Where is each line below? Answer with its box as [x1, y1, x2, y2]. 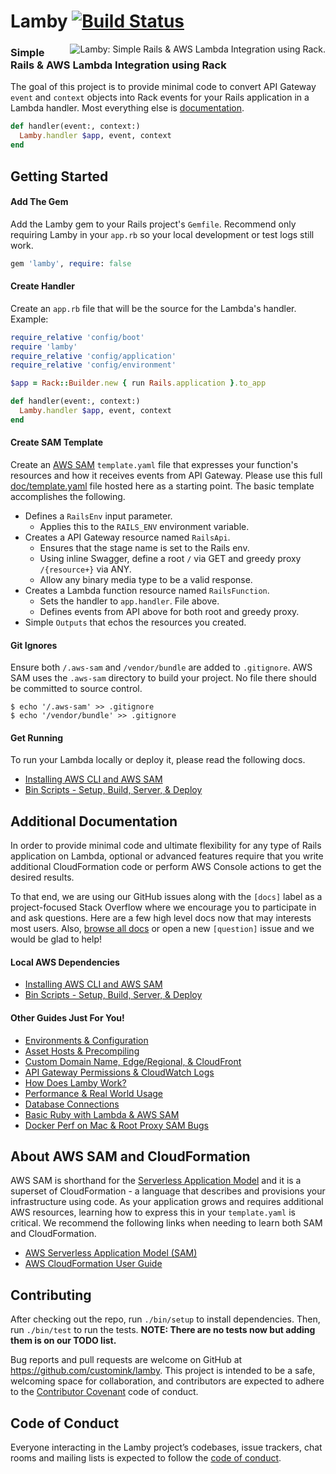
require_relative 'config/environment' [10, 360, 177, 370]
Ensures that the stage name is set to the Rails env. [39, 541, 250, 554]
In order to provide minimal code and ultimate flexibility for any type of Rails [10, 840, 322, 852]
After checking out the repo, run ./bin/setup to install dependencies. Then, [10, 1313, 321, 1325]
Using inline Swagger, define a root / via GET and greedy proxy [39, 552, 302, 564]
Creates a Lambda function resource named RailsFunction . [24, 584, 270, 596]
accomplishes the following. [10, 490, 126, 502]
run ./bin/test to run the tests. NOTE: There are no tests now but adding [10, 1324, 316, 1336]
